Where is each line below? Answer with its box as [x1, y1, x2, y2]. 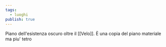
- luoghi [10, 12, 28, 17]
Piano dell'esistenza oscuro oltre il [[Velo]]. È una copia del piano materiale [5, 31, 161, 37]
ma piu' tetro [5, 36, 32, 42]
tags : [5, 7, 17, 13]
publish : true [5, 17, 35, 22]
